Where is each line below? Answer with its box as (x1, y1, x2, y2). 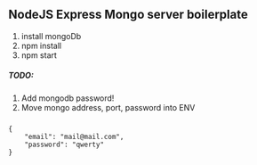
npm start (20, 49, 57, 61)
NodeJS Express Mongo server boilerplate (8, 7, 248, 22)
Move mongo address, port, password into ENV (20, 102, 196, 112)
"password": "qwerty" (24, 140, 104, 150)
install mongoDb (20, 30, 82, 41)
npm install (20, 40, 62, 51)
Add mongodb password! (20, 93, 115, 103)
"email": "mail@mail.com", (24, 133, 124, 142)
